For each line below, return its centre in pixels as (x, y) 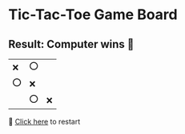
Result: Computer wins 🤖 (71, 44)
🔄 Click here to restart (44, 122)
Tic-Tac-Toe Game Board (93, 15)
